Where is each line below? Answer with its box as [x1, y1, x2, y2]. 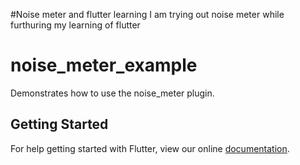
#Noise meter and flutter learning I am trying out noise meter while [10, 9, 285, 20]
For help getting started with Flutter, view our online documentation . [10, 142, 290, 154]
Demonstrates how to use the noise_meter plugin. [10, 87, 215, 99]
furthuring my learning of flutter [10, 19, 141, 31]
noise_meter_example [10, 54, 198, 77]
